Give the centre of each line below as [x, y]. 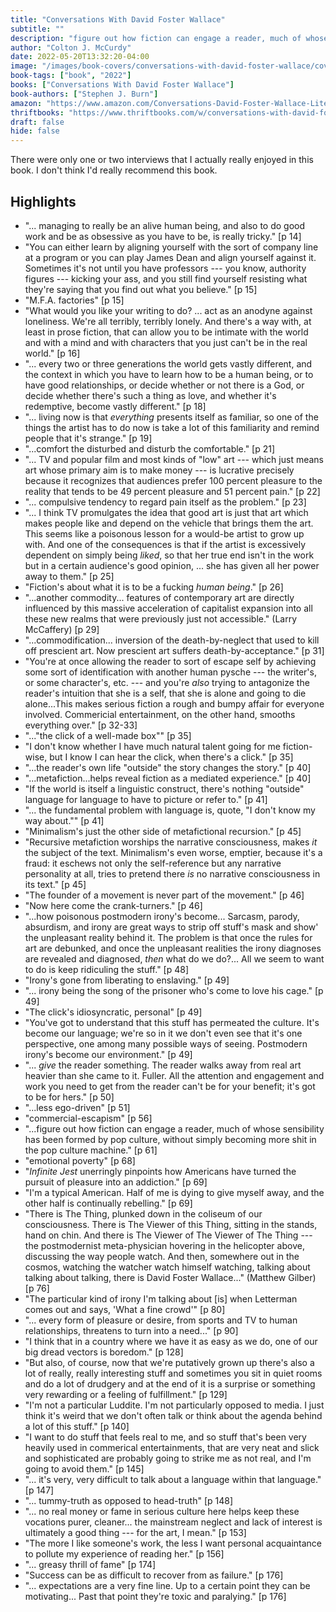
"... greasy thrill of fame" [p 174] [90, 1564]
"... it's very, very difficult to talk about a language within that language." [173, 1479]
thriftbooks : [37, 112]
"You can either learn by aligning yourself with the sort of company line [171, 247]
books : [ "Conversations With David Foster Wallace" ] [122, 85]
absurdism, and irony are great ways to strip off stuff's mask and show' [171, 927]
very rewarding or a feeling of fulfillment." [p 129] [126, 1394]
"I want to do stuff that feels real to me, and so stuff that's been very [165, 1437]
